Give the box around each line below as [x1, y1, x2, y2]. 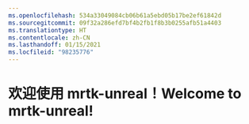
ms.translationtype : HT [8, 26, 87, 34]
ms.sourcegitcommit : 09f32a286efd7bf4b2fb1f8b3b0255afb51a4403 [8, 19, 222, 27]
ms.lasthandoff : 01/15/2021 [8, 41, 102, 49]
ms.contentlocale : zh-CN [8, 33, 90, 42]
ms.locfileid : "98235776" [8, 48, 94, 56]
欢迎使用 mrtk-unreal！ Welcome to [8, 85, 242, 103]
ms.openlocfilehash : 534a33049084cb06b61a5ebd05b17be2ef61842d [8, 11, 222, 20]
